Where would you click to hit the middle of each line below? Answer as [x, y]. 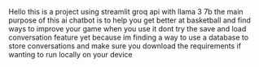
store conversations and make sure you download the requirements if [125, 46]
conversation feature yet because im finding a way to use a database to [129, 37]
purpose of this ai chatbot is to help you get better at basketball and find [129, 20]
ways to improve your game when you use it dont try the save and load [127, 29]
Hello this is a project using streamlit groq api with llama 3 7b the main [126, 12]
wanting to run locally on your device [70, 54]
